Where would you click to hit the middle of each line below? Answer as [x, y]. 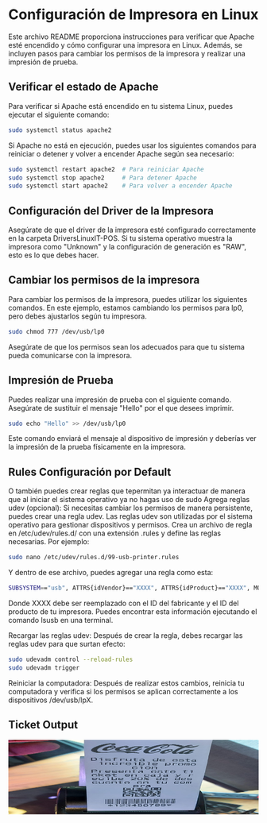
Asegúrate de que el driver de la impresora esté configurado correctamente [132, 230]
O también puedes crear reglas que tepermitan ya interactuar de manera [127, 491]
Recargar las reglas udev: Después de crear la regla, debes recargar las [126, 636]
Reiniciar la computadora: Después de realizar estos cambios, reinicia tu [126, 683]
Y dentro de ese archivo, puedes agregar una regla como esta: [111, 573]
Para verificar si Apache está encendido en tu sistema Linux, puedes [120, 106]
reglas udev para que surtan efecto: [67, 644]
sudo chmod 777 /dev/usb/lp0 [56, 331]
